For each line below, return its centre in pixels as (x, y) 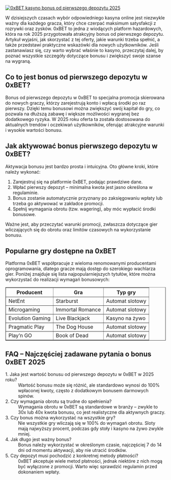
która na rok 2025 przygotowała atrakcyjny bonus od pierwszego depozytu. (85, 34)
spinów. (26, 396)
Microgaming (24, 310)
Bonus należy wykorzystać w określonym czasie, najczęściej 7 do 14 (90, 445)
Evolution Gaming (30, 318)
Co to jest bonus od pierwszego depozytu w (76, 77)
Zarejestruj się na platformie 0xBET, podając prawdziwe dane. (78, 182)
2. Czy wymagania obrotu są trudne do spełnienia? (59, 401)
